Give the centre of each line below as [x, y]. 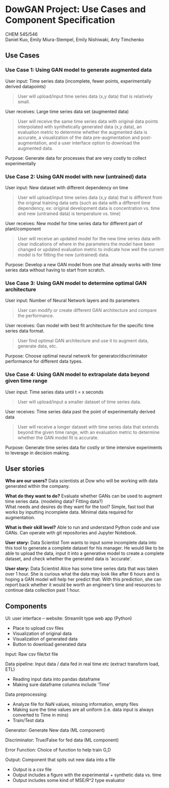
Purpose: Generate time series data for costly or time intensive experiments [84, 447]
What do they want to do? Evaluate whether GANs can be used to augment [84, 496]
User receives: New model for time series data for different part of [74, 223]
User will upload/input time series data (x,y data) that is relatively [85, 96]
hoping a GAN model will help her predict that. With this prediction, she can [83, 580]
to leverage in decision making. [38, 453]
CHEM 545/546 [21, 34]
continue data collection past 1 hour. [43, 590]
